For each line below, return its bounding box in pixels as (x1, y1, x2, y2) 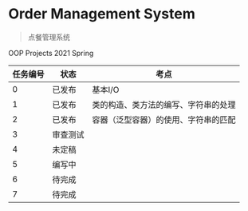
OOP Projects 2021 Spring (8, 48, 94, 58)
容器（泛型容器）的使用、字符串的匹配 (92, 113, 237, 125)
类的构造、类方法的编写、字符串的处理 (92, 99, 237, 110)
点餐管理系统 (27, 32, 70, 42)
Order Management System (8, 5, 195, 23)
